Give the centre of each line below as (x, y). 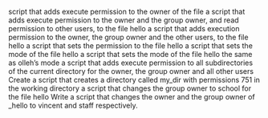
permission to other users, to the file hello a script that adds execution (124, 28)
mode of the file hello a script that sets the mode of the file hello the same (130, 54)
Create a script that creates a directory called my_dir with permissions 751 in (134, 80)
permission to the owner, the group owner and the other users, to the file (128, 37)
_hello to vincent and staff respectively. (73, 105)
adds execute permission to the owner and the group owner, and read (124, 20)
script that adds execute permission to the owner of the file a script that (127, 12)
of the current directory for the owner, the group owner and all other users (131, 71)
